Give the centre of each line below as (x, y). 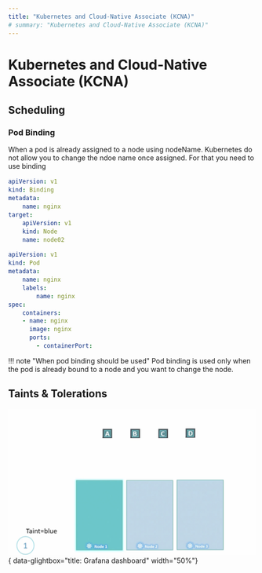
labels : (35, 288)
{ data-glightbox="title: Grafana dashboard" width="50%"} (103, 560)
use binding (27, 166)
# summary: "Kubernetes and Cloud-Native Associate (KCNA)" (109, 25)
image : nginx (50, 330)
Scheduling (36, 110)
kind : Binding (31, 190)
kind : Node (40, 232)
